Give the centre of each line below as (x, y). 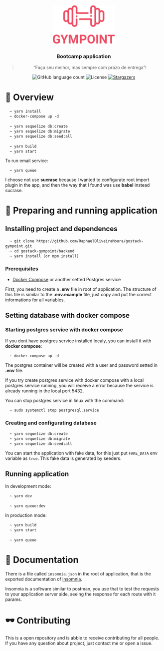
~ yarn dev (21, 496)
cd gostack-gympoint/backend (44, 251)
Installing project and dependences (61, 229)
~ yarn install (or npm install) (44, 256)
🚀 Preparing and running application (82, 210)
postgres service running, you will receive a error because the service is (79, 385)
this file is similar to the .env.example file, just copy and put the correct (79, 294)
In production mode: (26, 515)
